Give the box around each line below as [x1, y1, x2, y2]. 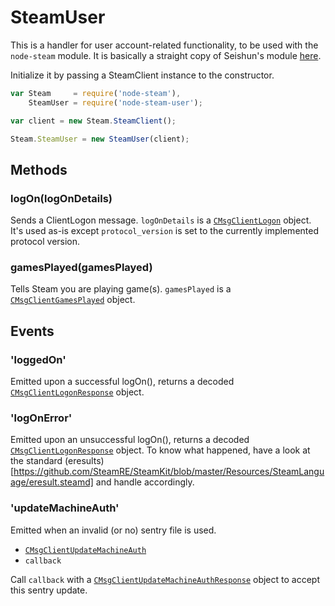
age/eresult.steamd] [10, 476, 94, 488]
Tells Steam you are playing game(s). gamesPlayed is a [10, 283, 232, 295]
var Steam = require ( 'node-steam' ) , [10, 88, 182, 98]
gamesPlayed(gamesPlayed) [10, 261, 153, 275]
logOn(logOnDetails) [10, 191, 113, 205]
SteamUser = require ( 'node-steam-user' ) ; [28, 97, 203, 108]
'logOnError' [10, 411, 73, 425]
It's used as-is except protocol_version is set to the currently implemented [10, 225, 319, 237]
